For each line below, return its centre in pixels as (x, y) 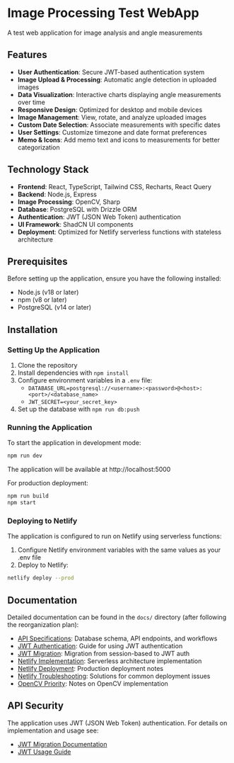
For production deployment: (48, 483)
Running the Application (50, 427)
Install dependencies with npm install (73, 373)
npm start (22, 503)
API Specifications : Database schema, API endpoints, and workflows (117, 638)
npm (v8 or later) (42, 300)
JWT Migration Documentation (62, 744)
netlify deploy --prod (41, 578)
